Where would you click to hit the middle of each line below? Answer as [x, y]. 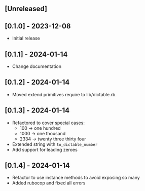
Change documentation [37, 66]
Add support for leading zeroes [45, 149]
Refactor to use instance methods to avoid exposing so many [76, 178]
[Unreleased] [26, 9]
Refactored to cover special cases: [48, 123]
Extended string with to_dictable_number [55, 144]
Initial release [26, 39]
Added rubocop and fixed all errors [49, 183]
